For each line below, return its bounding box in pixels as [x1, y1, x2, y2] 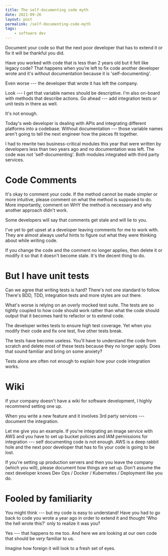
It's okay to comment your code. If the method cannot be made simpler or [5, 191, 158, 197]
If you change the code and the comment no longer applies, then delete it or [5, 247, 163, 253]
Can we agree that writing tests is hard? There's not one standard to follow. [5, 287, 160, 293]
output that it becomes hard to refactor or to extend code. [5, 313, 124, 319]
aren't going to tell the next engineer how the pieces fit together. [5, 131, 138, 137]
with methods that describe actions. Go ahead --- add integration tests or [5, 95, 157, 101]
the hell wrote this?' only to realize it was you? [5, 520, 100, 526]
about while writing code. [5, 237, 58, 243]
